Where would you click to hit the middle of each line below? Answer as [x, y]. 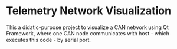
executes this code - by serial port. [49, 40]
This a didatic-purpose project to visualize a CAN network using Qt [88, 27]
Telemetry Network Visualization [89, 11]
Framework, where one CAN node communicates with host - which [88, 33]
